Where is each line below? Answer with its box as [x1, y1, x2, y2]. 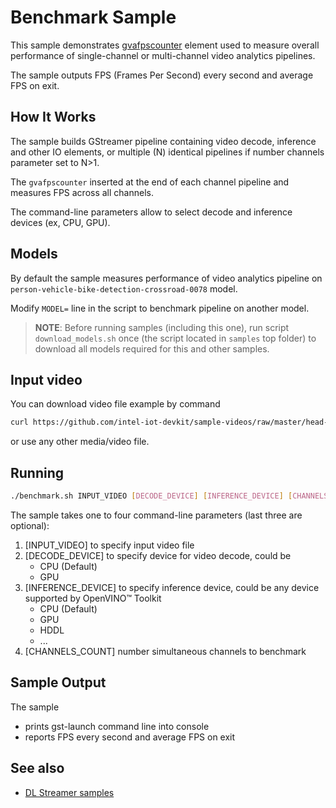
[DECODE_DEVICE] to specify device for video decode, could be [24, 549, 292, 561]
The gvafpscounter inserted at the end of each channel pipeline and [10, 176, 290, 188]
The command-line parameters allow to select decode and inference [10, 206, 293, 218]
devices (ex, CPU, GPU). [10, 216, 111, 228]
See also [10, 760, 65, 777]
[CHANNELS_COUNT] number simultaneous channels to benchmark [24, 645, 307, 657]
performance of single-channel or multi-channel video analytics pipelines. [10, 49, 316, 61]
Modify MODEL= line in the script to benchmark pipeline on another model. [10, 302, 310, 314]
